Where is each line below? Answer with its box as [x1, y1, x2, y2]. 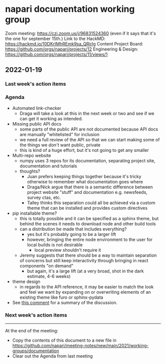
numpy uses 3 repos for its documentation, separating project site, [19, 157, 156, 164]
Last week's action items [5, 81, 66, 88]
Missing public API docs [12, 121, 62, 127]
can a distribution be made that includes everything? [19, 226, 127, 232]
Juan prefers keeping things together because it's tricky [27, 173, 142, 179]
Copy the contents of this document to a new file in [12, 337, 117, 343]
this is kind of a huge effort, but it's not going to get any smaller [19, 147, 149, 153]
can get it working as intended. [19, 115, 83, 122]
